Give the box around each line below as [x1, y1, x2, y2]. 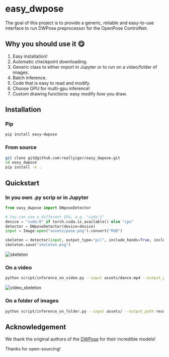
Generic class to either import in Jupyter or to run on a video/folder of [12, 64, 157, 70]
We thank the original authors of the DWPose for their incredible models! [5, 336, 156, 342]
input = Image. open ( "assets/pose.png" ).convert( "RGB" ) [5, 228, 123, 234]
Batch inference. [12, 74, 47, 81]
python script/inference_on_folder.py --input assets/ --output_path [5, 309, 154, 314]
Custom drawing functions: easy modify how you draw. [12, 90, 127, 96]
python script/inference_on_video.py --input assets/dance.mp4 [5, 276, 141, 281]
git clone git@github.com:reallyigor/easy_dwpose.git [5, 155, 121, 161]
